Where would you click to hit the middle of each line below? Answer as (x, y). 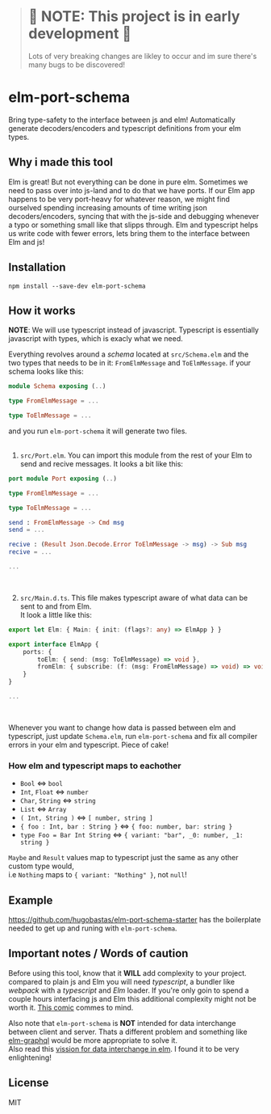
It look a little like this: (56, 614)
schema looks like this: (46, 372)
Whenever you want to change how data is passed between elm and (122, 728)
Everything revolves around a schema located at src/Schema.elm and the (129, 354)
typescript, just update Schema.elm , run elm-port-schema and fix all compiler (133, 736)
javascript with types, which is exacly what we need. (96, 339)
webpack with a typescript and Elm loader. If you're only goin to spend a (129, 990)
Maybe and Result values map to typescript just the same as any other (123, 858)
